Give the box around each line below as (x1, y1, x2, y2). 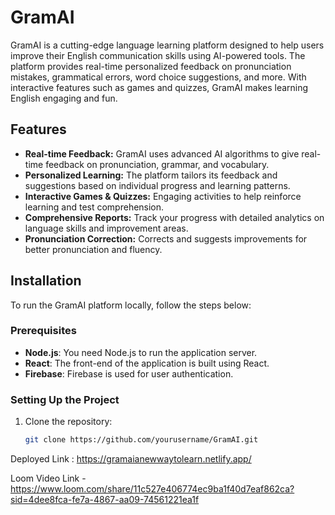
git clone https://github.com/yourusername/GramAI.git (24, 435, 259, 445)
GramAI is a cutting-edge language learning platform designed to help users (10, 39, 325, 51)
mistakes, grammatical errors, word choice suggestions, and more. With (10, 71, 307, 83)
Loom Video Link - (10, 472, 87, 485)
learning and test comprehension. (24, 201, 165, 213)
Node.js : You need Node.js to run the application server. (24, 346, 258, 358)
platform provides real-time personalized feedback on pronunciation (10, 60, 292, 72)
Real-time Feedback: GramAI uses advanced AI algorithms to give (24, 147, 300, 160)
